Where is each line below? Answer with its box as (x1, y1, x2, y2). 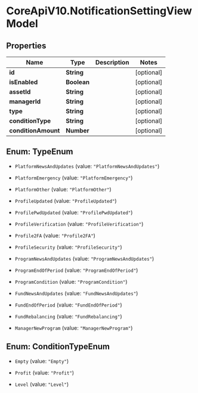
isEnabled (9, 78, 38, 86)
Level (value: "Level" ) (14, 380, 69, 388)
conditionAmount (9, 126, 60, 135)
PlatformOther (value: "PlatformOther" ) (14, 185, 112, 193)
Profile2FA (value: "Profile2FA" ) (14, 231, 95, 239)
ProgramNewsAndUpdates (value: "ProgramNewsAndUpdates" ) (14, 255, 154, 262)
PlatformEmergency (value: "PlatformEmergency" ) (14, 174, 133, 181)
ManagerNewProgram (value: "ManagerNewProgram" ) (14, 324, 133, 332)
